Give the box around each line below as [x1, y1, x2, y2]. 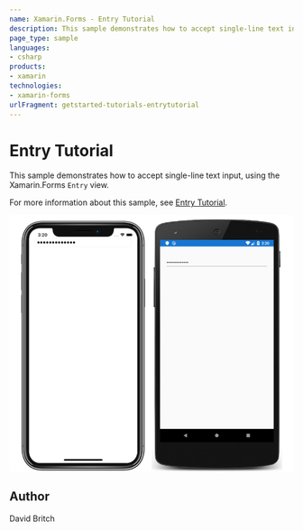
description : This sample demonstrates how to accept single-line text [9, 23, 284, 33]
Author [9, 489, 50, 505]
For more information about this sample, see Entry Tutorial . [9, 197, 228, 208]
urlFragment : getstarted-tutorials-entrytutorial [9, 100, 200, 109]
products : [9, 62, 47, 71]
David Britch [9, 513, 56, 524]
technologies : [9, 81, 63, 90]
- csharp [9, 52, 42, 62]
